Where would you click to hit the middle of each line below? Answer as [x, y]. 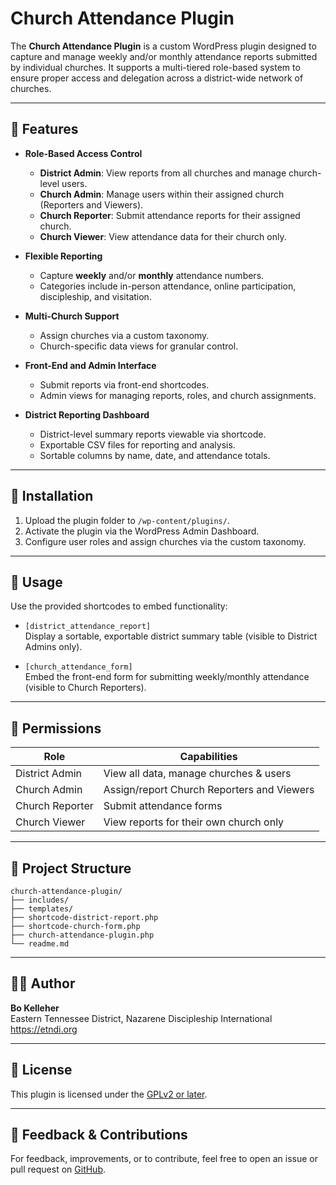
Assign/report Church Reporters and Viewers [209, 790]
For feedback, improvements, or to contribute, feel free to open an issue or [164, 1159]
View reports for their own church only [194, 822]
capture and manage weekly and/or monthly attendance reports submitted [164, 56]
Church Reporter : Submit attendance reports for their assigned [170, 215]
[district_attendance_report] [88, 627]
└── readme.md [40, 944]
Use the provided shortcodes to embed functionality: [119, 606]
